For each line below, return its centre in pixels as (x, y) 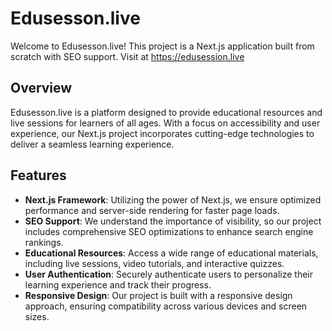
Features (38, 175)
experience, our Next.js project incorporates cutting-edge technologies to (162, 133)
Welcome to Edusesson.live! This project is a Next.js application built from (162, 46)
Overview (41, 88)
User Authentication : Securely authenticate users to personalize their (169, 274)
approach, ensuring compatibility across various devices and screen (166, 306)
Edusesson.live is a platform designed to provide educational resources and (166, 112)
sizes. (37, 316)
